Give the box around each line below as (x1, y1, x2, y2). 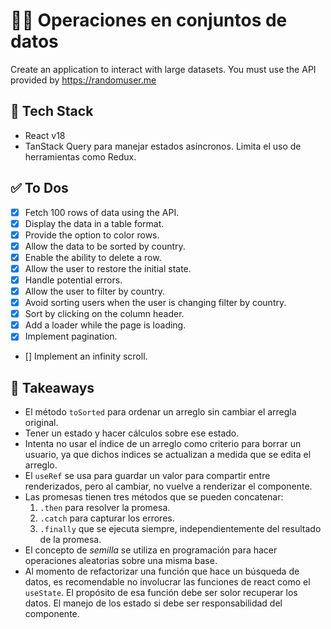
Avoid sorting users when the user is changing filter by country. (24, 297, 287, 309)
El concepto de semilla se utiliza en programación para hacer (24, 544, 278, 556)
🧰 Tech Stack (10, 103, 94, 120)
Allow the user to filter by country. (24, 285, 165, 297)
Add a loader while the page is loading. (24, 319, 187, 331)
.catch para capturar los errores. (39, 512, 175, 524)
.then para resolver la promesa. (39, 502, 171, 514)
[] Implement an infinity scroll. (24, 350, 148, 363)
